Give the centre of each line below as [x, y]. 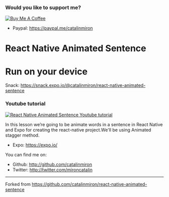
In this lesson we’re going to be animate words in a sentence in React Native [84, 124]
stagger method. [22, 135]
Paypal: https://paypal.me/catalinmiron [53, 28]
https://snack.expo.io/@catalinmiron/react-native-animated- [83, 85]
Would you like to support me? [43, 8]
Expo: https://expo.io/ [35, 145]
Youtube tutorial [25, 104]
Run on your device [47, 71]
